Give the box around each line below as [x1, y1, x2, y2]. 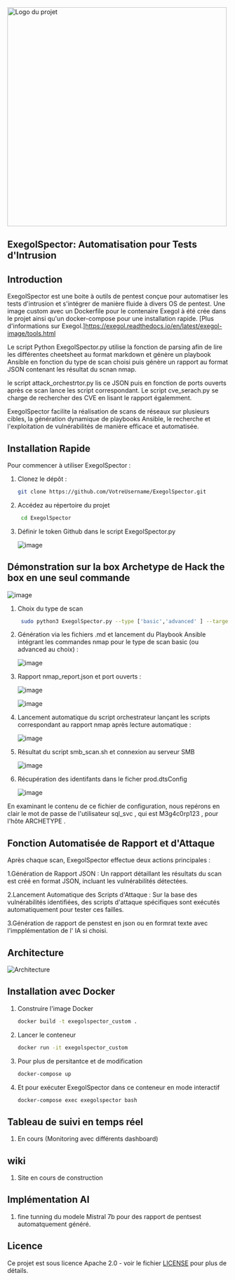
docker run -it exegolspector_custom [17, 1044, 128, 1051]
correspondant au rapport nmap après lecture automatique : [17, 721, 192, 729]
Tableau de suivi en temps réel [7, 1116, 144, 1128]
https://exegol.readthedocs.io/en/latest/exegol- [85, 322, 222, 330]
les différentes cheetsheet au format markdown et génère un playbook [7, 350, 212, 359]
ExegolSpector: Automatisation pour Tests [7, 238, 198, 251]
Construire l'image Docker [17, 1004, 93, 1012]
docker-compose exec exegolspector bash [17, 1096, 137, 1103]
